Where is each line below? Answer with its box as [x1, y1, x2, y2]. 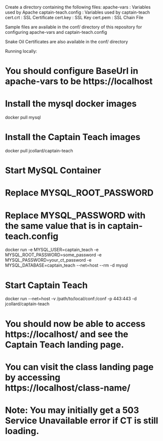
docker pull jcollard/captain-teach [5, 148, 73, 154]
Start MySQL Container [5, 165, 102, 176]
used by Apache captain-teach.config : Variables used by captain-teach [5, 9, 150, 15]
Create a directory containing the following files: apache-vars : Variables [5, 4, 151, 10]
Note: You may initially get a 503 [5, 404, 139, 416]
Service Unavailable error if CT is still [5, 415, 159, 426]
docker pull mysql [5, 115, 41, 121]
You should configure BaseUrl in [5, 66, 139, 76]
